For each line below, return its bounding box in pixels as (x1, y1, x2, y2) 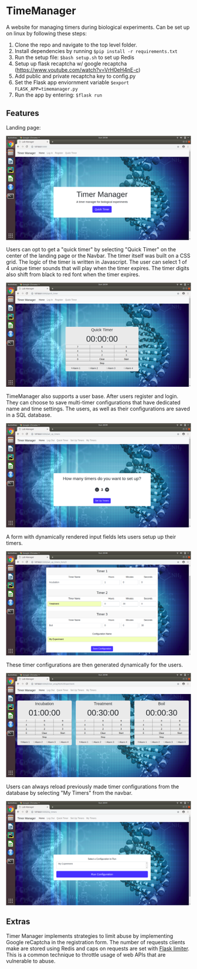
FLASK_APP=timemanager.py (14, 86, 78, 92)
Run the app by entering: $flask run (14, 91, 103, 98)
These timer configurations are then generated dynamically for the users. (6, 661, 184, 668)
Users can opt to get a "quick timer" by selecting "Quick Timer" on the (6, 245, 176, 253)
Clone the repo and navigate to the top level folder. (14, 41, 138, 48)
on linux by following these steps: (6, 29, 87, 36)
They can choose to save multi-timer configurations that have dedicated (6, 399, 181, 406)
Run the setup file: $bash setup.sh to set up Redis (14, 54, 135, 61)
